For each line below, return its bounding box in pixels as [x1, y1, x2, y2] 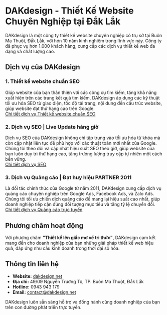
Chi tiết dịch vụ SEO [5, 161, 47, 167]
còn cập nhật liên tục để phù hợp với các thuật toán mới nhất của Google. [5, 140, 157, 146]
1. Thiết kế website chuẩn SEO [5, 78, 80, 85]
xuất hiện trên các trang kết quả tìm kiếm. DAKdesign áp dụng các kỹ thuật [5, 94, 160, 100]
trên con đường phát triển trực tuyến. [5, 304, 82, 310]
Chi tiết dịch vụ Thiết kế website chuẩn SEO [5, 111, 96, 117]
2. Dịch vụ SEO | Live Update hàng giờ [5, 123, 99, 130]
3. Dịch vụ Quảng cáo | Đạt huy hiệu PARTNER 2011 [5, 174, 132, 181]
